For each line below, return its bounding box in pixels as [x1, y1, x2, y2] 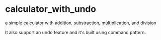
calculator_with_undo [5, 3, 96, 15]
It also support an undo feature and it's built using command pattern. [5, 29, 146, 35]
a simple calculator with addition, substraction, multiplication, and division [5, 20, 157, 26]
